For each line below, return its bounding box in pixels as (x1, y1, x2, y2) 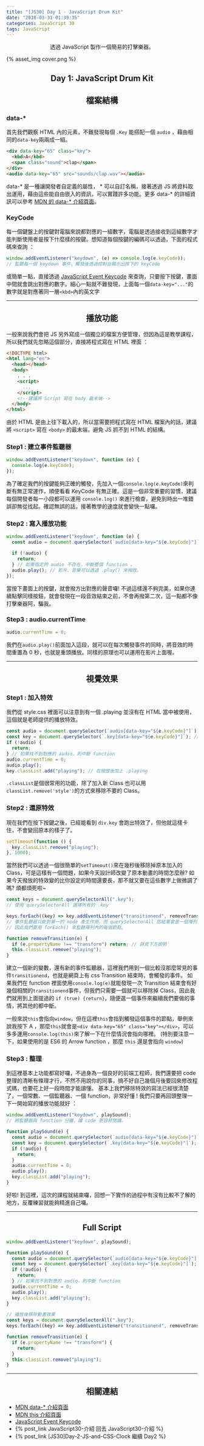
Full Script (82, 1223, 122, 1233)
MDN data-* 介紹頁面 (15, 1403, 69, 1411)
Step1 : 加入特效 (6, 694, 53, 702)
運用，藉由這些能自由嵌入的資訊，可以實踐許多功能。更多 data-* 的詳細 (11, 190, 191, 198)
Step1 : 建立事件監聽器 (6, 443, 72, 451)
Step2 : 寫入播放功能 (6, 519, 67, 528)
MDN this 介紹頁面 (15, 1411, 62, 1419)
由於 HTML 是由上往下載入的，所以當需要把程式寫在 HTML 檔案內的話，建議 (6, 418, 197, 426)
